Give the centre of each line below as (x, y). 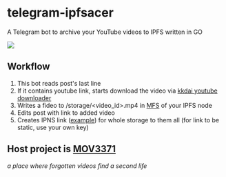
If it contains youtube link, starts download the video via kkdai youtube (117, 91)
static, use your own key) (53, 127)
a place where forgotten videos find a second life (77, 166)
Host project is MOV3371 (61, 149)
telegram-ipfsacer (60, 13)
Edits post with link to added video (66, 113)
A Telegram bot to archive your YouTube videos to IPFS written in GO (105, 32)
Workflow (29, 67)
